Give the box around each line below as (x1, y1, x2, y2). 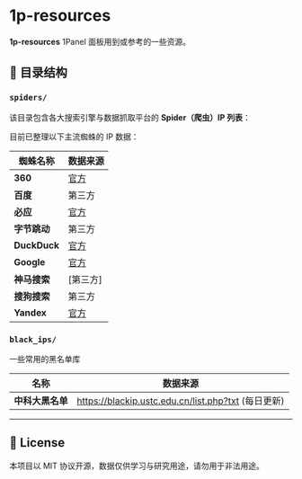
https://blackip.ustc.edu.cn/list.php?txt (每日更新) (76, 395, 285, 407)
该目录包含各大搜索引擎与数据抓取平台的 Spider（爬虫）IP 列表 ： (9, 111, 251, 122)
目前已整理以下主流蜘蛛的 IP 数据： (9, 131, 139, 142)
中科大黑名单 (13, 395, 69, 407)
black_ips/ (9, 334, 57, 344)
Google (13, 255, 46, 268)
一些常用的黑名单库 (9, 353, 81, 364)
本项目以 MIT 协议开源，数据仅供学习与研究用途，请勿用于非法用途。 (9, 460, 265, 471)
